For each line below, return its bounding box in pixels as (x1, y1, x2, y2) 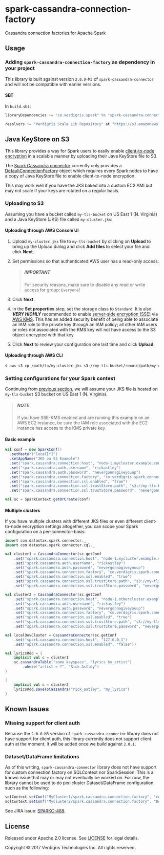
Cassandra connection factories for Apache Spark (5, 30, 106, 36)
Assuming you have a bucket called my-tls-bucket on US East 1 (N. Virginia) (5, 211, 158, 217)
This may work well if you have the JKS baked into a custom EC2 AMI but (5, 182, 153, 189)
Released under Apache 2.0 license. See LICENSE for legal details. (5, 835, 139, 841)
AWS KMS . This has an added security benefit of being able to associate (12, 316, 159, 322)
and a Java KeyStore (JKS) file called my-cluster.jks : (5, 216, 113, 222)
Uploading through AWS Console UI (5, 227, 79, 233)
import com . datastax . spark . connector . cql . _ (5, 543, 95, 548)
